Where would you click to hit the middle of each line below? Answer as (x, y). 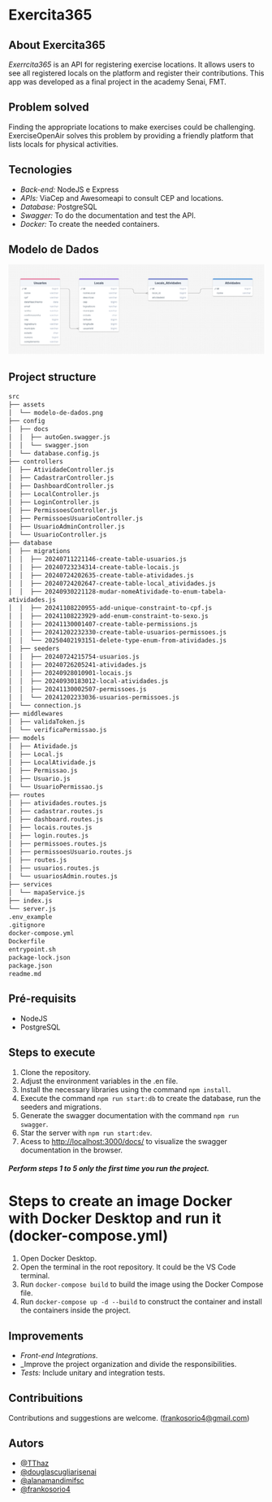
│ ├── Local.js (36, 754)
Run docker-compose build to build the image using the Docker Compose (142, 1284)
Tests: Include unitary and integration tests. (93, 1373)
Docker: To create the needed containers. (90, 224)
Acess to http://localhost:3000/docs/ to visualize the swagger (123, 1141)
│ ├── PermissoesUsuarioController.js (76, 518)
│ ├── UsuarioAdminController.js (67, 526)
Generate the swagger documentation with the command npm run (130, 1115)
